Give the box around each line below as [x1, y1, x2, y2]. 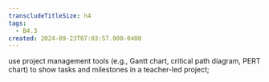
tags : [8, 19, 26, 27]
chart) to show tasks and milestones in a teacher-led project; [8, 65, 210, 75]
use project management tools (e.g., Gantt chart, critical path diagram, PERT [8, 56, 261, 66]
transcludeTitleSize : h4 [8, 11, 92, 20]
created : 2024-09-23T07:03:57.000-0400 [8, 34, 142, 43]
